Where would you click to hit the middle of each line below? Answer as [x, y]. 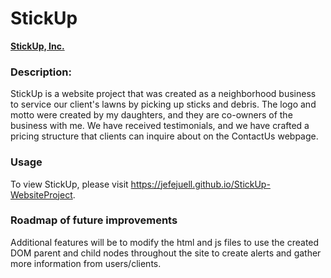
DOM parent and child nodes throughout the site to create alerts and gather [166, 253]
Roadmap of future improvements [94, 220]
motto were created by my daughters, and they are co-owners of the [151, 115]
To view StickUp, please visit [69, 184]
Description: [41, 72]
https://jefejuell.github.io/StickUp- [200, 184]
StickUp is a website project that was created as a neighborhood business [163, 94]
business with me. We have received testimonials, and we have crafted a [160, 126]
